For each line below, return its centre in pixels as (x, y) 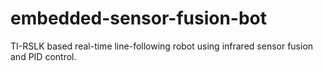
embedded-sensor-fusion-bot (139, 18)
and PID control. (43, 56)
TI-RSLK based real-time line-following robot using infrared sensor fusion (162, 46)
